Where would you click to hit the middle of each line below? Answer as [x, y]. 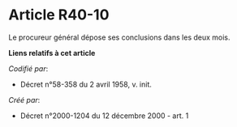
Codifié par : [28, 68]
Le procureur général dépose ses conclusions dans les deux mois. [119, 37]
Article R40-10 [59, 15]
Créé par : [24, 99]
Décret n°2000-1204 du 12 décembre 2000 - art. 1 [104, 116]
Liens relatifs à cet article [52, 53]
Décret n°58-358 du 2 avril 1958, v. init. [86, 84]
